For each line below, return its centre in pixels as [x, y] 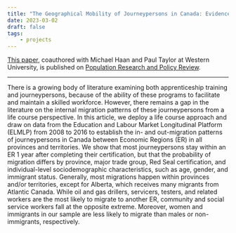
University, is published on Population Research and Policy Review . [104, 67]
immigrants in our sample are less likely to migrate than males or [100, 214]
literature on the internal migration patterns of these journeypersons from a [116, 110]
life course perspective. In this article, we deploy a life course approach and [117, 117]
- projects [36, 40]
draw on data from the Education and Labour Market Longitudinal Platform [115, 125]
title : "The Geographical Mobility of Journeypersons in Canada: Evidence [119, 14]
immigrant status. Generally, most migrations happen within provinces [108, 177]
